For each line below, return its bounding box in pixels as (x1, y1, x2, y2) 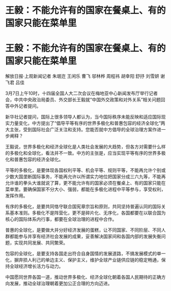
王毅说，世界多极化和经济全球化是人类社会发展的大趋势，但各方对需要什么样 (5, 143, 166, 150)
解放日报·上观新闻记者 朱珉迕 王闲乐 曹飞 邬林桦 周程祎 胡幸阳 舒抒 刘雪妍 (5, 73, 159, 79)
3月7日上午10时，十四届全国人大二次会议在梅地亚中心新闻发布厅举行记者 (5, 90, 158, 97)
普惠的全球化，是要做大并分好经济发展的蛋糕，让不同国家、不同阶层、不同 (5, 227, 161, 233)
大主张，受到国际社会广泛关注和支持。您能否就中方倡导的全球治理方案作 (5, 127, 157, 133)
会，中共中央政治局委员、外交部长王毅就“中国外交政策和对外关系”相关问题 (5, 97, 161, 103)
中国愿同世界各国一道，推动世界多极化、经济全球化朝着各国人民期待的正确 (5, 274, 161, 280)
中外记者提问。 (9, 103, 41, 109)
